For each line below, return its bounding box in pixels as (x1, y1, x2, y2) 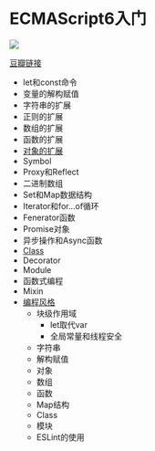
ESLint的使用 (36, 431, 85, 443)
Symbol (22, 155, 52, 166)
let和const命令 (22, 77, 77, 88)
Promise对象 (22, 223, 70, 234)
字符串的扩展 (22, 100, 71, 110)
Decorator (22, 255, 61, 266)
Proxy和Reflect (22, 166, 79, 177)
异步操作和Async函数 (22, 235, 103, 246)
